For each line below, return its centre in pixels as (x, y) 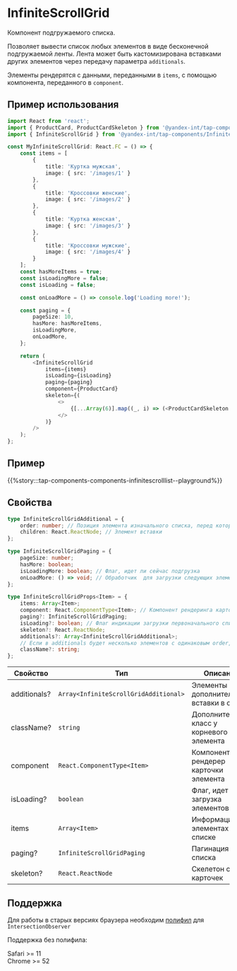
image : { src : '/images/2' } (88, 199)
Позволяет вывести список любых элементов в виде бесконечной (108, 46)
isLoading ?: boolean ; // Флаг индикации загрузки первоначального (120, 623)
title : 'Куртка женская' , (83, 219)
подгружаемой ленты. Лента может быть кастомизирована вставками (114, 54)
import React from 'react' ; (49, 121)
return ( (33, 356)
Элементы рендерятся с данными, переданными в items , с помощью (112, 75)
